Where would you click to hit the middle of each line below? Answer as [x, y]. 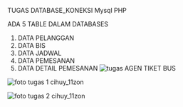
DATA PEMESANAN [46, 61]
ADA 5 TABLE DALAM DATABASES [58, 24]
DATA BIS [32, 45]
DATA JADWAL [40, 53]
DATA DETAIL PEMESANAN [58, 68]
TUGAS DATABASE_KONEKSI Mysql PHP [67, 10]
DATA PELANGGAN [46, 38]
